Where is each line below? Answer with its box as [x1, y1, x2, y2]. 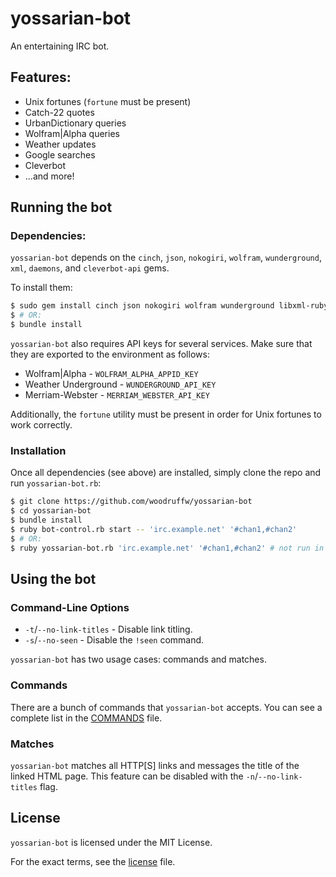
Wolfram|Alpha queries [24, 127, 120, 139]
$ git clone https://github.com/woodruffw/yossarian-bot [10, 497, 253, 507]
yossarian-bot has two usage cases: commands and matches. [10, 653, 267, 666]
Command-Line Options [10, 600, 130, 614]
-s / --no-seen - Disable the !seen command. [24, 634, 205, 646]
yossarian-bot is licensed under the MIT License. [10, 836, 213, 848]
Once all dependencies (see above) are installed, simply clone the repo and [10, 467, 322, 479]
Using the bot [10, 571, 97, 587]
